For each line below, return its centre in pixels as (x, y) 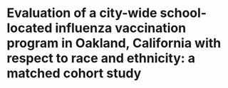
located (30, 28)
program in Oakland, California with (114, 43)
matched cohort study (74, 73)
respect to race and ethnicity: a (101, 59)
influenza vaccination (121, 28)
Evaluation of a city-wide (82, 13)
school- (183, 13)
